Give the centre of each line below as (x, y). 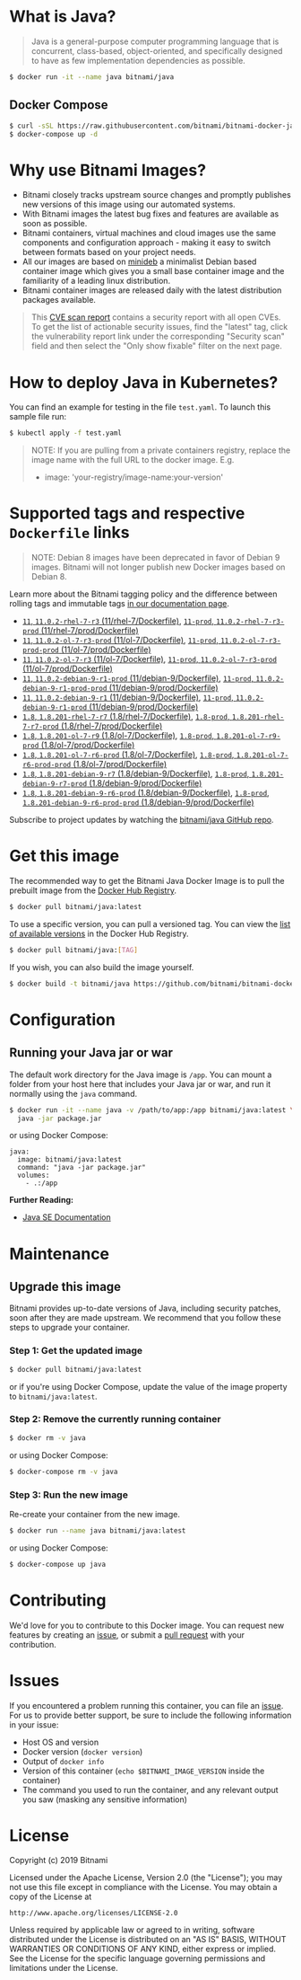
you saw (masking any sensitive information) (105, 1799)
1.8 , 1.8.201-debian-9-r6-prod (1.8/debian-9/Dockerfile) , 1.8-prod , (146, 793)
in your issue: (34, 1724)
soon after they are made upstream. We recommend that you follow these (146, 1318)
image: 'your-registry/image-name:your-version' (134, 477)
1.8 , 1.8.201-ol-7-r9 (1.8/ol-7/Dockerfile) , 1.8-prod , (118, 736)
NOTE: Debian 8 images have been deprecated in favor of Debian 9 (155, 558)
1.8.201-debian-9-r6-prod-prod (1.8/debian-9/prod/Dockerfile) (138, 802)
